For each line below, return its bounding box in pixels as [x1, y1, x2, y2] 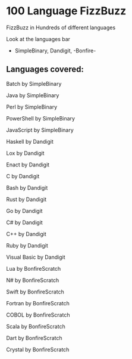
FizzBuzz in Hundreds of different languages [6, 24, 116, 31]
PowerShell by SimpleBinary [6, 114, 76, 122]
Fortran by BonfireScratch [6, 299, 70, 307]
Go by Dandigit [6, 207, 43, 214]
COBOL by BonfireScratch [6, 311, 70, 318]
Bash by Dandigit [6, 184, 48, 191]
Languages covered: [6, 64, 84, 75]
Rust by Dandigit [6, 196, 47, 203]
